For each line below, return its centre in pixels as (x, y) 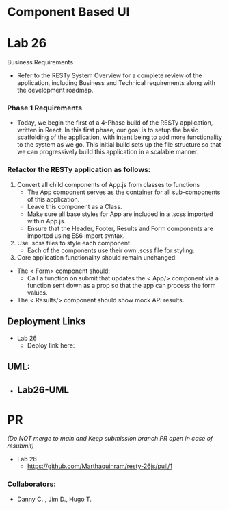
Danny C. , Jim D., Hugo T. (54, 499)
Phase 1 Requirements (45, 108)
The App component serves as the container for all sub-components (124, 192)
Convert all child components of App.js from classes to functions (108, 184)
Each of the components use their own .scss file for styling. (111, 250)
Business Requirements (40, 62)
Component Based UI (68, 12)
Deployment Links (46, 322)
